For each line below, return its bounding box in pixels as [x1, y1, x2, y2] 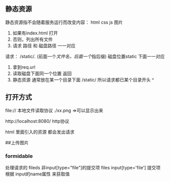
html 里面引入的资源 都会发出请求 [5, 128, 75, 135]
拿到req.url [12, 64, 35, 70]
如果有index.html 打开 [12, 30, 58, 36]
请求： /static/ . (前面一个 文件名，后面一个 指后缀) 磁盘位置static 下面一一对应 [5, 53, 165, 59]
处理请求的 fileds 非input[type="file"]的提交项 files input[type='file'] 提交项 [5, 164, 161, 170]
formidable [5, 152, 33, 159]
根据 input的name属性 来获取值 [5, 171, 70, 177]
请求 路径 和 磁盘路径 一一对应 [12, 42, 76, 49]
